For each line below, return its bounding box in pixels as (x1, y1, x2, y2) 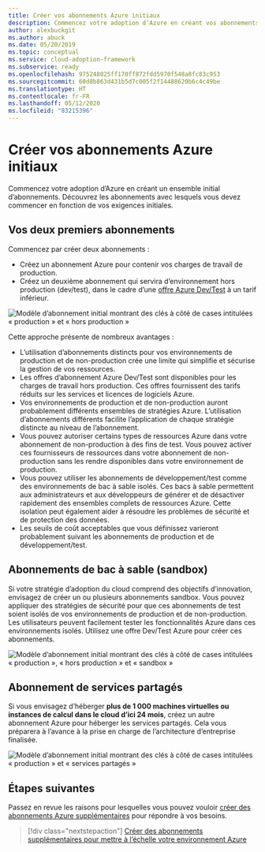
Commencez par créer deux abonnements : (8, 244, 150, 253)
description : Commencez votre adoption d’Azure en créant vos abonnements (8, 19, 259, 27)
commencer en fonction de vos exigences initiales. (8, 200, 174, 210)
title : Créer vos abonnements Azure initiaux (8, 11, 160, 20)
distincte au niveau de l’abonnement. (19, 423, 140, 432)
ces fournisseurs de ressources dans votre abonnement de (19, 447, 212, 458)
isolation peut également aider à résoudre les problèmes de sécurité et (19, 506, 250, 516)
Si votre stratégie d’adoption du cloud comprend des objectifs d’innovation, (8, 584, 253, 593)
